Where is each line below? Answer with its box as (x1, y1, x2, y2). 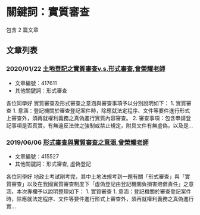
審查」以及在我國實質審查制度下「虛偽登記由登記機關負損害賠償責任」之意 (11, 180, 194, 188)
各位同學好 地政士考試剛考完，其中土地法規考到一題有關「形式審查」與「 (6, 173, 185, 180)
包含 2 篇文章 (6, 26, 39, 33)
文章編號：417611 (14, 79, 58, 86)
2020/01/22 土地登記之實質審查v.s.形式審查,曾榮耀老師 (6, 65, 165, 73)
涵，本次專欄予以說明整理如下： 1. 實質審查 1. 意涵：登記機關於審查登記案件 (6, 188, 192, 195)
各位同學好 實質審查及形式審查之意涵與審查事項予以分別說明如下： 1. (6, 99, 174, 107)
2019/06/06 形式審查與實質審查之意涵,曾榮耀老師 (6, 138, 149, 147)
